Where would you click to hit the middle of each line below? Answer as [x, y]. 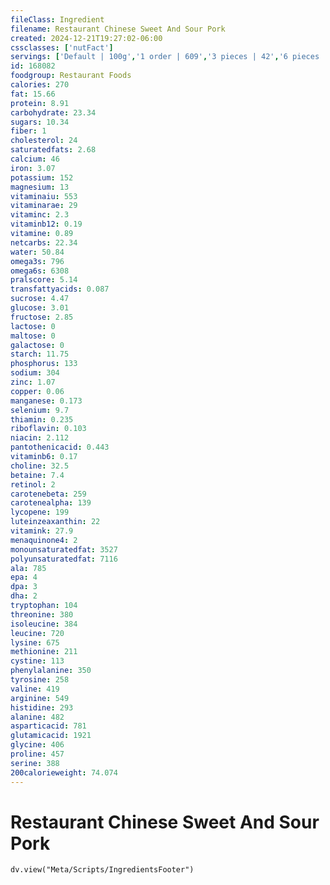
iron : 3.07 [33, 168]
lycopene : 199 [40, 512]
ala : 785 [28, 568]
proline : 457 [37, 754]
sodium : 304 [35, 373]
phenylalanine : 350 [51, 671]
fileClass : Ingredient [57, 19]
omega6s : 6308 [40, 271]
